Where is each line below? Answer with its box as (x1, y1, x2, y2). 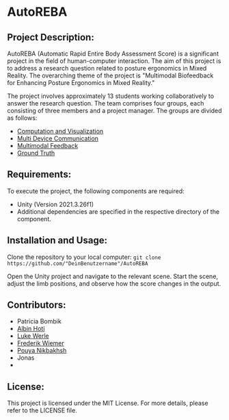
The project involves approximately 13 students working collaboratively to (7, 92, 214, 100)
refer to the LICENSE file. (7, 406, 77, 415)
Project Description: (7, 32, 94, 43)
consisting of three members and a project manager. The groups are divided (7, 107, 222, 114)
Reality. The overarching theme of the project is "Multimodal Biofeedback (7, 71, 214, 79)
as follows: (7, 114, 38, 122)
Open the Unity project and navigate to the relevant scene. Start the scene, (7, 272, 219, 280)
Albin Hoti (16, 325, 45, 333)
